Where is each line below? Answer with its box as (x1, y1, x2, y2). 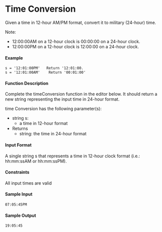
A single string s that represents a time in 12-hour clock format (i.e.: (5, 153, 140, 159)
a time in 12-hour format (19, 121, 68, 127)
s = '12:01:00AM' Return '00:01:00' (5, 70, 86, 75)
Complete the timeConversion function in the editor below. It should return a (5, 91, 158, 97)
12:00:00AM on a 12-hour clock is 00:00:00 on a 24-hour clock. (12, 38, 140, 44)
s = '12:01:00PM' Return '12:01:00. (5, 66, 84, 71)
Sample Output (5, 212, 36, 218)
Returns (12, 126, 28, 131)
